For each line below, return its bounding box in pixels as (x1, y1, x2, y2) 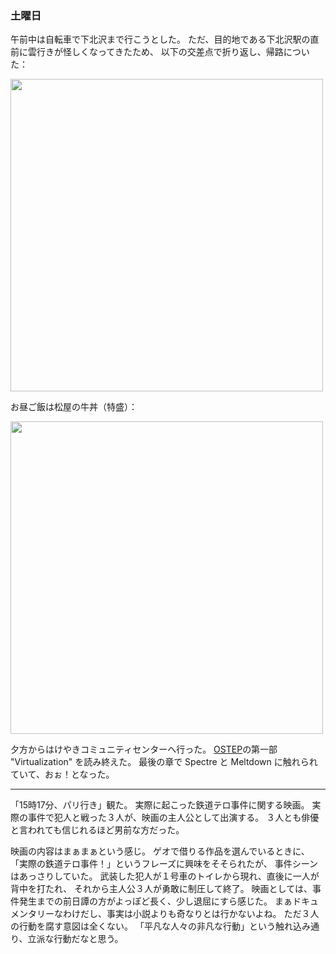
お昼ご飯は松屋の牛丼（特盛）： (10, 401, 138, 413)
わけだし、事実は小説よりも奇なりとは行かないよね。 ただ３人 (62, 908, 320, 920)
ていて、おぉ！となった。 (10, 768, 115, 781)
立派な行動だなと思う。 (27, 933, 124, 945)
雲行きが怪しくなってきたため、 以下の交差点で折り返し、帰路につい (27, 46, 310, 58)
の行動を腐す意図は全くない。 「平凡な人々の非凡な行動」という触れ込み (10, 920, 311, 932)
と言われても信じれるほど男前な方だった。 (10, 824, 185, 836)
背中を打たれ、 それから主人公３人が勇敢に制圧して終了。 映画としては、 (10, 883, 313, 895)
